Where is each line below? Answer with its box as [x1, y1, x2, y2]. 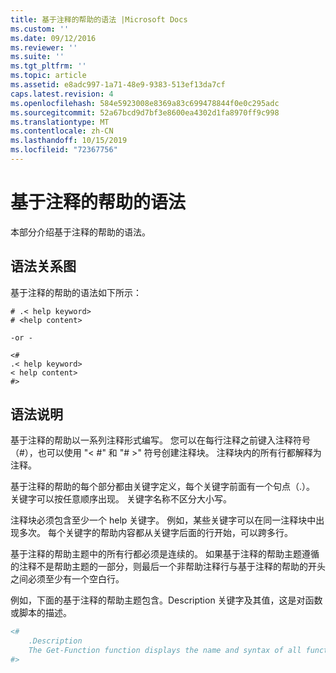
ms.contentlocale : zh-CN [10, 126, 114, 136]
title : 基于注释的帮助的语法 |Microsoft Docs [10, 14, 188, 25]
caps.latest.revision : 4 [10, 89, 114, 99]
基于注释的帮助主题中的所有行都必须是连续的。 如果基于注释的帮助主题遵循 [10, 548, 320, 560]
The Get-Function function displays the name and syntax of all [28, 646, 302, 656]
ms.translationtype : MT [10, 117, 110, 127]
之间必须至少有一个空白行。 [10, 573, 125, 585]
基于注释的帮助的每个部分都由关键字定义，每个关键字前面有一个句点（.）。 [10, 481, 316, 493]
